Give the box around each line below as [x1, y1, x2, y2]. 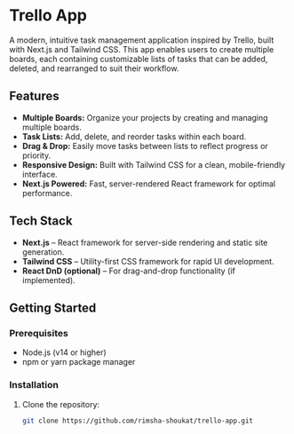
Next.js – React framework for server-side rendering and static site [21, 237, 268, 248]
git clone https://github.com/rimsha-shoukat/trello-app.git [21, 416, 254, 425]
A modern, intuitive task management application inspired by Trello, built [9, 35, 274, 45]
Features [9, 89, 60, 104]
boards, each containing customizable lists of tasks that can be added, [9, 53, 268, 64]
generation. [21, 246, 65, 257]
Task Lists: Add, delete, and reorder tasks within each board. [21, 130, 247, 142]
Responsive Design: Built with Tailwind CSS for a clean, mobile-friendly [21, 159, 286, 170]
